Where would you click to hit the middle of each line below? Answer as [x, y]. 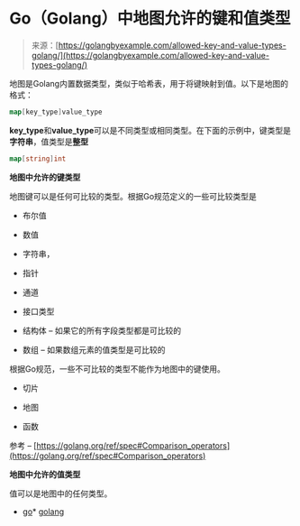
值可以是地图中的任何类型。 [61, 494]
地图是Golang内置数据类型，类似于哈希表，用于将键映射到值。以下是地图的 [149, 83]
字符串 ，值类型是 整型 [49, 142]
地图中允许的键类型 [45, 177]
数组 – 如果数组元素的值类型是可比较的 [94, 349]
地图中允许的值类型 [45, 474]
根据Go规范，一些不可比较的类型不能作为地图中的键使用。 [117, 369]
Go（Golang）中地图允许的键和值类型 [150, 18]
